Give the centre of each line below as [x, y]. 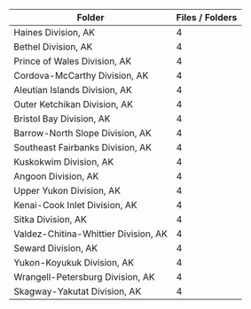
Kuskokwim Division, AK [64, 162]
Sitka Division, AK [50, 219]
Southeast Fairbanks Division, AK [83, 147]
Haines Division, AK [55, 32]
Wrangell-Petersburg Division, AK [84, 277]
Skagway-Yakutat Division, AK [78, 291]
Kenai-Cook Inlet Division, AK [75, 205]
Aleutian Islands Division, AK [73, 90]
